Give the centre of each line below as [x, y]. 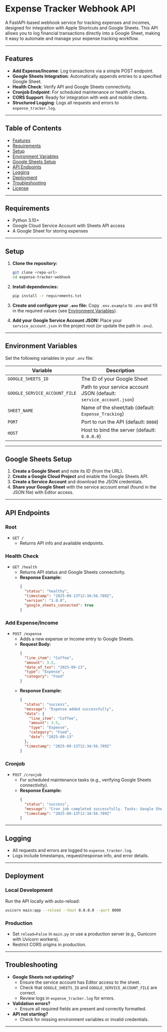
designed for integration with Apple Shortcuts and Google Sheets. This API [82, 27]
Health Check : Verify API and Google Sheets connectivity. [72, 87]
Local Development [29, 890]
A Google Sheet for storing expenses [50, 231]
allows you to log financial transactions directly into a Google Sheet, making [83, 33]
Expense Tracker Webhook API [70, 9]
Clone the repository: [35, 263]
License [20, 188]
